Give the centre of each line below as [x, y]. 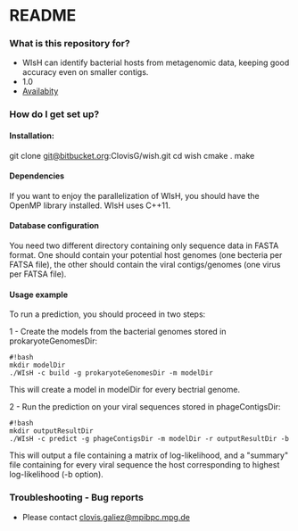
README [43, 16]
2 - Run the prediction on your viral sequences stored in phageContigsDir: [145, 407]
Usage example [39, 295]
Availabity [40, 91]
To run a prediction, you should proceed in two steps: [108, 314]
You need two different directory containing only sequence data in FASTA [144, 245]
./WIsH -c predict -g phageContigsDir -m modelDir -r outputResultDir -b [149, 439]
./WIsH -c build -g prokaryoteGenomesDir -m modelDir [112, 373]
